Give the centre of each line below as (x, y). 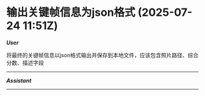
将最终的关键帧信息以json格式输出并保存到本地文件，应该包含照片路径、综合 (103, 55)
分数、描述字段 (25, 63)
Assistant (19, 80)
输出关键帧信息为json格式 (71, 12)
